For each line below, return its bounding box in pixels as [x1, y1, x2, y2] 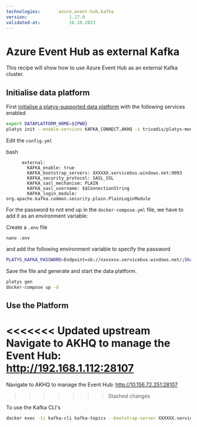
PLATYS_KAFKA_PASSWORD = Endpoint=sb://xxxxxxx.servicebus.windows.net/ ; [6, 256, 185, 262]
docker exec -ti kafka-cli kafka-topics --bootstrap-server [6, 415, 157, 421]
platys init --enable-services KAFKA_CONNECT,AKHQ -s [6, 126, 141, 132]
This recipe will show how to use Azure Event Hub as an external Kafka [6, 64, 178, 71]
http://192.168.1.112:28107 [6, 362, 134, 375]
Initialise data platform [6, 88, 90, 98]
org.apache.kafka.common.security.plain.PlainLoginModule [6, 195, 151, 202]
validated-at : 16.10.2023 [6, 19, 96, 25]
